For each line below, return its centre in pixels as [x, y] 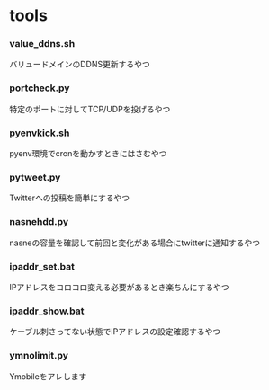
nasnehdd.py [39, 222]
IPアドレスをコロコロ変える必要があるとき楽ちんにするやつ [119, 287]
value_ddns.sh [42, 44]
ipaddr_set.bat [42, 266]
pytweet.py [35, 177]
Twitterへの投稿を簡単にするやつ [70, 198]
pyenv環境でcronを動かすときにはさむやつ [88, 154]
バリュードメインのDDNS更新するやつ [80, 65]
